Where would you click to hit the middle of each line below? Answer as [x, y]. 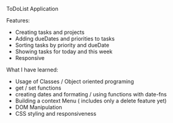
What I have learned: [32, 70]
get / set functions [38, 88]
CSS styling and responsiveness [55, 114]
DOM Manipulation [39, 107]
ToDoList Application [33, 9]
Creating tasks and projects [50, 32]
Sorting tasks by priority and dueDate [62, 45]
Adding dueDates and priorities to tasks [65, 38]
